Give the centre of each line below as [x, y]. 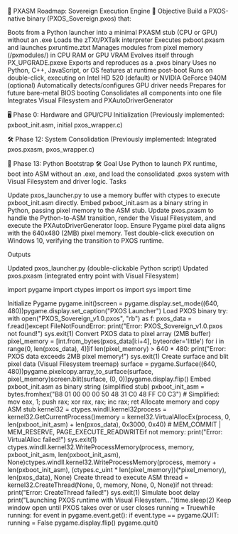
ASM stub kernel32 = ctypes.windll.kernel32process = [87, 409]
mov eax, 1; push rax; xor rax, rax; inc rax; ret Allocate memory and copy [114, 402]
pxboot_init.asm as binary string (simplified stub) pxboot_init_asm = [106, 387]
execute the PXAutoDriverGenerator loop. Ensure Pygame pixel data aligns [117, 225]
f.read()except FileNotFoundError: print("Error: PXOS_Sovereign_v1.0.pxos [115, 326]
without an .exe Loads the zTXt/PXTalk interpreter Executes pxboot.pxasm [116, 40]
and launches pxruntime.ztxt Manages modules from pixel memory [106, 47]
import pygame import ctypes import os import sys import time [99, 289]
